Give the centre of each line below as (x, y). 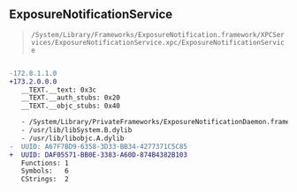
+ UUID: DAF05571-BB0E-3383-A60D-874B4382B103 (99, 155)
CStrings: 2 (45, 180)
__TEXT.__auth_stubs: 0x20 (71, 98)
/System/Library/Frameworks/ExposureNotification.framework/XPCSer (157, 34)
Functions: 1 (45, 163)
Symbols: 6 (45, 171)
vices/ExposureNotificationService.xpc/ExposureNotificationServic (157, 42)
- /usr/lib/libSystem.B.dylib (76, 130)
